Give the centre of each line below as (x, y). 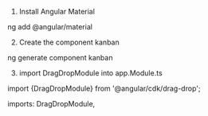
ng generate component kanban (60, 58)
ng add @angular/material (50, 27)
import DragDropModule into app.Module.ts (90, 73)
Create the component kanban (69, 42)
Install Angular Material (57, 12)
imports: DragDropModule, (51, 104)
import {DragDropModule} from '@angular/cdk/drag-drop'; (104, 88)
